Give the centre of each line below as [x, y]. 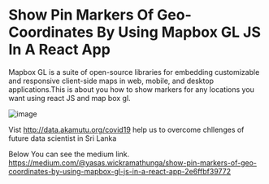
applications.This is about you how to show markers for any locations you [131, 89]
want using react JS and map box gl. [70, 98]
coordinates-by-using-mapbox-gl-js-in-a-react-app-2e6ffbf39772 [120, 171]
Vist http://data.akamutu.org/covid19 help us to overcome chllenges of [126, 129]
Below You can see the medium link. [69, 154]
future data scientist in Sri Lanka [63, 138]
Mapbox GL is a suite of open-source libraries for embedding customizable [134, 72]
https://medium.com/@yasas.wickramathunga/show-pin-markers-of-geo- [133, 162]
